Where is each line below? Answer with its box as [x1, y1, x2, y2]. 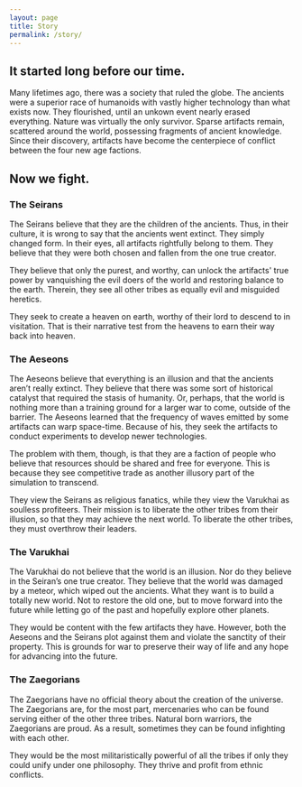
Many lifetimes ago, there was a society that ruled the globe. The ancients [9, 88, 285, 98]
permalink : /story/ [9, 30, 83, 39]
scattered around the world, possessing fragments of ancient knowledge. [9, 125, 282, 136]
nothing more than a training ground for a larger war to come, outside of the [9, 403, 291, 413]
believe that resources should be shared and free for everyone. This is [9, 458, 270, 469]
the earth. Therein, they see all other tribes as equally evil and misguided [9, 283, 280, 294]
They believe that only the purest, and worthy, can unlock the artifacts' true [9, 264, 289, 275]
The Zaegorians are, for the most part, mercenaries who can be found [9, 703, 270, 714]
